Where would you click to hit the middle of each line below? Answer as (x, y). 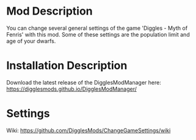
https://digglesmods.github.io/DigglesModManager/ (72, 89)
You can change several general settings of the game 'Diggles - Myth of (97, 28)
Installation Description (67, 66)
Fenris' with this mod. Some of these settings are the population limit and (98, 34)
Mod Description (49, 11)
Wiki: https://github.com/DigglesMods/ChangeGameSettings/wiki (89, 130)
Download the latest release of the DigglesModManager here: (84, 82)
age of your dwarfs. (31, 41)
